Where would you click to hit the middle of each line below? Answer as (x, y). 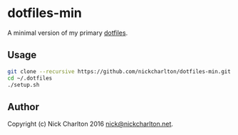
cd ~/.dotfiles (30, 78)
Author (23, 107)
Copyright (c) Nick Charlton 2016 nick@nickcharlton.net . (90, 124)
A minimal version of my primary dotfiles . (68, 33)
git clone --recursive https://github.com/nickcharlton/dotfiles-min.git (119, 71)
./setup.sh (24, 85)
